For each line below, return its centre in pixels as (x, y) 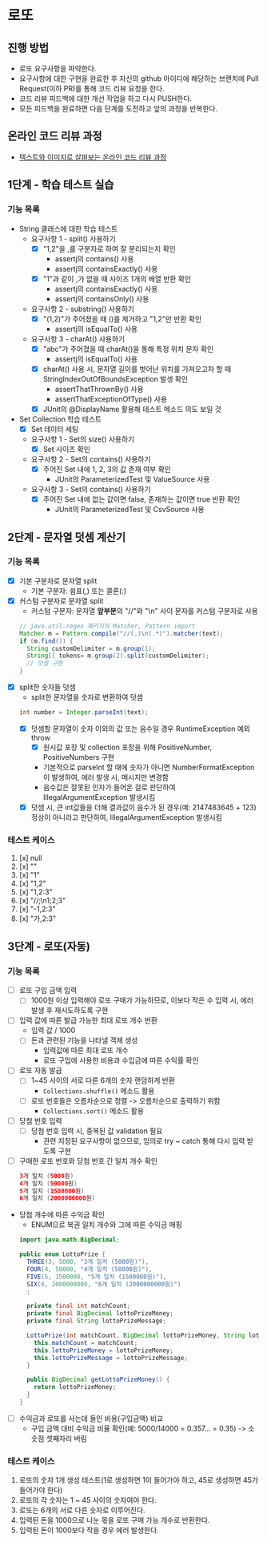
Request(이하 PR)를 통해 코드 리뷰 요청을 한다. (92, 89)
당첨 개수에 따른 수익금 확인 (62, 1215)
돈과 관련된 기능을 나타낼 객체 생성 (84, 1040)
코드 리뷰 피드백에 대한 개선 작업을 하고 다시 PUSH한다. (106, 99)
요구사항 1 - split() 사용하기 (74, 238)
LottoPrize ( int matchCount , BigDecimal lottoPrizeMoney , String (136, 1336)
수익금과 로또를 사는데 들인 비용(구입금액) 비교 (91, 1418)
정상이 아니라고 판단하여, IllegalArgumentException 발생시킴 (127, 817)
